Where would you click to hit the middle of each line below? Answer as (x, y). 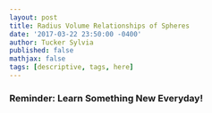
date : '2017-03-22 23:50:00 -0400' (76, 34)
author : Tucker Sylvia (51, 42)
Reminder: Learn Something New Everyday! (106, 98)
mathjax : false (38, 59)
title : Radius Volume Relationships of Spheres (100, 26)
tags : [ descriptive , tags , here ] (72, 68)
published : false (42, 51)
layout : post (34, 17)
